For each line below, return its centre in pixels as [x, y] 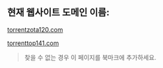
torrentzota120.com [35, 29]
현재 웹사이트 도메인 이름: [59, 12]
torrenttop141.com [33, 43]
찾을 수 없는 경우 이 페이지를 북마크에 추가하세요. [90, 57]
